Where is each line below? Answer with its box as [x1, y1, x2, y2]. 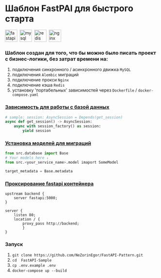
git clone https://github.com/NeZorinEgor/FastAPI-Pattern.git [12, 253, 143, 258]
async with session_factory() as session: [14, 124, 101, 129]
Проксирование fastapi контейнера [5, 180, 94, 187]
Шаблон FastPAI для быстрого [5, 3, 134, 14]
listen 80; [14, 213, 36, 218]
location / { [14, 217, 40, 222]
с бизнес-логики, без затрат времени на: [5, 56, 108, 62]
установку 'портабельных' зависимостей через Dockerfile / [12, 87, 137, 93]
